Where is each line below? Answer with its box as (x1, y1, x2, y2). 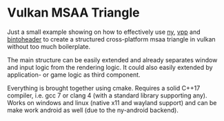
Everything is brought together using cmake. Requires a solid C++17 (7, 84, 201, 92)
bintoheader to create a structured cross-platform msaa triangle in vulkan (7, 35, 216, 43)
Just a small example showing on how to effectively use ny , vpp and (7, 28, 201, 36)
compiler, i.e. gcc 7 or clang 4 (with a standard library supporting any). (7, 91, 207, 100)
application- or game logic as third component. (7, 71, 141, 79)
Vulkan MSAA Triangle (7, 5, 140, 21)
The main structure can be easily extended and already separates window (7, 55, 218, 64)
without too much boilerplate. (7, 42, 91, 50)
